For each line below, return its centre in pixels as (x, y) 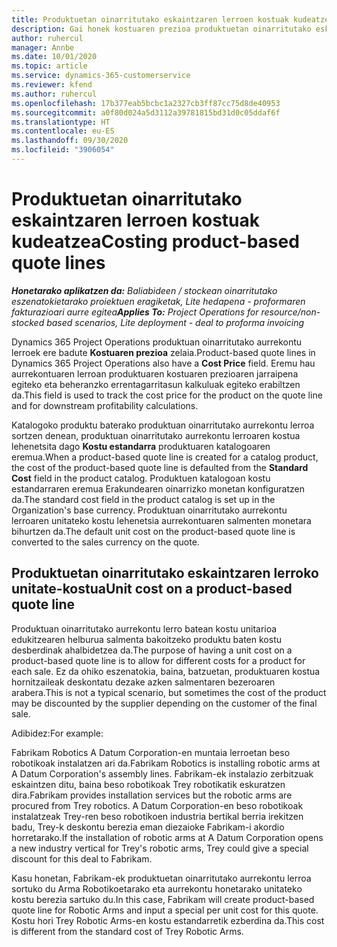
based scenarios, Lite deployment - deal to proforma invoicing (175, 322)
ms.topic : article (49, 66)
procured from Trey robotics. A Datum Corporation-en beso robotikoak (157, 805)
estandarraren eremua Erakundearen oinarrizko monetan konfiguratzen (158, 488)
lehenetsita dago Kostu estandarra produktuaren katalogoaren (141, 446)
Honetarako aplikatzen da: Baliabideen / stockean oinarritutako (144, 290)
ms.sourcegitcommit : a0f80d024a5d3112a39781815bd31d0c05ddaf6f (146, 112)
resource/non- (290, 312)
